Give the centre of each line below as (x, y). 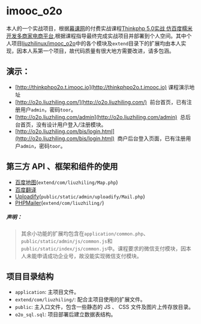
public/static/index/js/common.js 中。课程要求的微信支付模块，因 (103, 248)
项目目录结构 (30, 276)
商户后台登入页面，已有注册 (151, 138)
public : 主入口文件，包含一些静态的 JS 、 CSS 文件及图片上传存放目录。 (104, 307)
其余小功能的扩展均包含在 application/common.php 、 (85, 233)
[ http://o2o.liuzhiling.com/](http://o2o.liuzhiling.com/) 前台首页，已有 (101, 102)
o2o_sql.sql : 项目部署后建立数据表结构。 (65, 314)
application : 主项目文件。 (47, 292)
